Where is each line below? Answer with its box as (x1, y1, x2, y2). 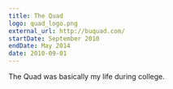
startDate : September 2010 (8, 34, 100, 43)
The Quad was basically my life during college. (8, 72, 165, 81)
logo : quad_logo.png (8, 19, 79, 28)
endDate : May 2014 (8, 42, 71, 50)
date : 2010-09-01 (8, 49, 67, 57)
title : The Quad (8, 11, 63, 20)
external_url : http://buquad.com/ (8, 27, 126, 35)
